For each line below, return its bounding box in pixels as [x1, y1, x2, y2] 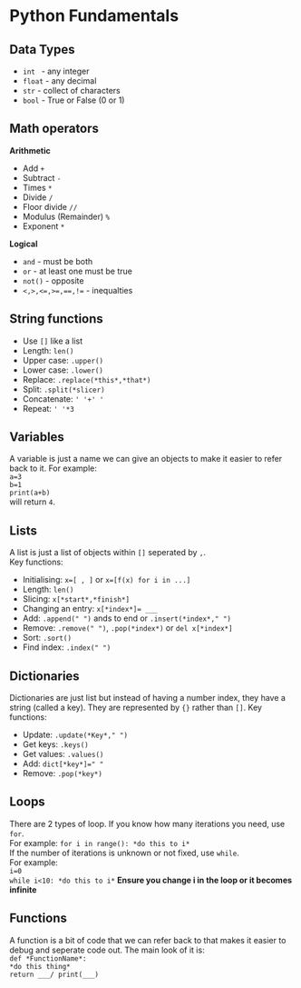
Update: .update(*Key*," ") [22, 729, 129, 741]
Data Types [9, 42, 75, 57]
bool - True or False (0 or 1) [22, 95, 125, 105]
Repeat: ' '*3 [22, 403, 74, 414]
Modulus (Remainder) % [22, 211, 111, 222]
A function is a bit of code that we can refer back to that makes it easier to [9, 934, 286, 945]
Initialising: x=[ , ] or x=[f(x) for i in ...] [22, 574, 191, 585]
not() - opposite [22, 274, 84, 286]
